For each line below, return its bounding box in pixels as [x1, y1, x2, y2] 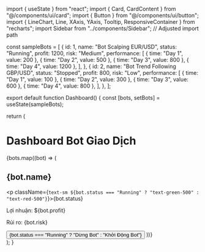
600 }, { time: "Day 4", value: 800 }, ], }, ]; [6, 82, 111, 90]
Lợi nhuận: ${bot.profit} [6, 207, 66, 214]
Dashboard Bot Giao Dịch [6, 134, 136, 148]
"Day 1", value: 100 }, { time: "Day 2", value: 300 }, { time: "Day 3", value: [6, 76, 188, 83]
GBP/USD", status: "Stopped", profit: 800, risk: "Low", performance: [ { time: [6, 69, 199, 76]
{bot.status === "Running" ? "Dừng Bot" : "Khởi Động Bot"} [9, 231, 142, 238]
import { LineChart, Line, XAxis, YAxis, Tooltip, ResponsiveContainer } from [6, 18, 195, 25]
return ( [6, 113, 26, 120]
